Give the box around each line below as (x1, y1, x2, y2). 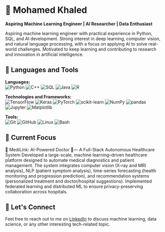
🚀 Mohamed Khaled (5, 4, 88, 16)
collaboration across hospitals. (5, 188, 68, 194)
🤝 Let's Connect (5, 203, 55, 211)
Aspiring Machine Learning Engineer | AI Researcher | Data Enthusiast (5, 21, 153, 27)
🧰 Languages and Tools (5, 66, 79, 74)
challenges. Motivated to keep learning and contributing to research (17, 46, 157, 52)
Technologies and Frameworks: (5, 93, 72, 99)
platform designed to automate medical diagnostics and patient (5, 157, 135, 163)
